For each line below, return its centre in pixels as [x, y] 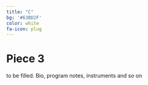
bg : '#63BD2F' [24, 18]
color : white [23, 23]
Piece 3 [25, 59]
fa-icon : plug [24, 29]
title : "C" [20, 12]
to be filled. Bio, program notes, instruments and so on [74, 76]
